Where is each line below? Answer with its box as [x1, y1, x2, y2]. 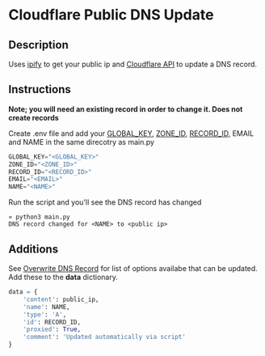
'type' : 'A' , [23, 310, 67, 319]
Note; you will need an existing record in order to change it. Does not [8, 104, 243, 114]
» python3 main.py [8, 213, 70, 222]
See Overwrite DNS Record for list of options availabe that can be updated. [8, 264, 259, 273]
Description [8, 38, 69, 52]
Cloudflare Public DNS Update [8, 6, 214, 24]
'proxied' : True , [23, 325, 82, 333]
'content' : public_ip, [23, 295, 99, 303]
